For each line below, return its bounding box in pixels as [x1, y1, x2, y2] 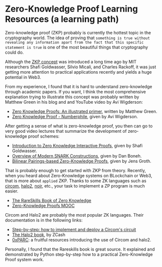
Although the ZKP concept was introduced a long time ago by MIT [5, 59, 137, 64]
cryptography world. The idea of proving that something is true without [5, 35, 150, 41]
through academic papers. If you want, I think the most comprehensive [5, 89, 146, 94]
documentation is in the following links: [5, 217, 83, 223]
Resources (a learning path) [5, 14, 119, 25]
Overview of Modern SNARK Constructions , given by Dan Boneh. [12, 153, 142, 158]
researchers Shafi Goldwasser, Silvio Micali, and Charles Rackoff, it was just [5, 64, 156, 70]
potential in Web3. [5, 74, 41, 80]
